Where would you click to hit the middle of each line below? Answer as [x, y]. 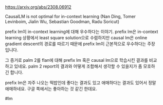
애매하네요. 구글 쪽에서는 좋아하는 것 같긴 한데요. [51, 89]
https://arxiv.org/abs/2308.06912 [38, 7]
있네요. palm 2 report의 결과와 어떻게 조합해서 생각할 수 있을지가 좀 [78, 66]
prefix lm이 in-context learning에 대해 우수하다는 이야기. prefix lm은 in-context [81, 32]
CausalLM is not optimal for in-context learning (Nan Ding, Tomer [71, 16]
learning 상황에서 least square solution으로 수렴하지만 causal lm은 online [76, 38]
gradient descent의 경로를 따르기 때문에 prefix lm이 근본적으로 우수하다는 [76, 44]
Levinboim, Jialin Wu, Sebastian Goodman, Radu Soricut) [62, 22]
